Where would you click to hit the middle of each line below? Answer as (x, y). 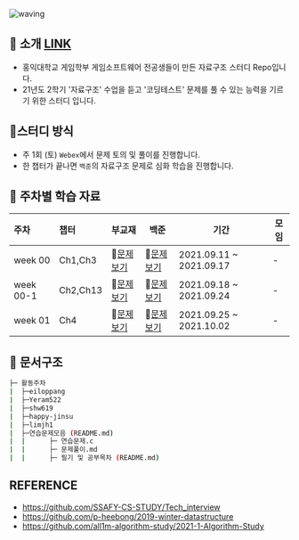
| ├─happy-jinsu (41, 416)
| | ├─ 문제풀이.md (53, 450)
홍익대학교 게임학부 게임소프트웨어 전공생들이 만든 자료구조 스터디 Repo (147, 67)
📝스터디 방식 (41, 131)
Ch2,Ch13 (81, 290)
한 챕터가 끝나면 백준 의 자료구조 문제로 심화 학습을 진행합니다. (128, 166)
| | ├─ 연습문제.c (52, 441)
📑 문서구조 (36, 362)
